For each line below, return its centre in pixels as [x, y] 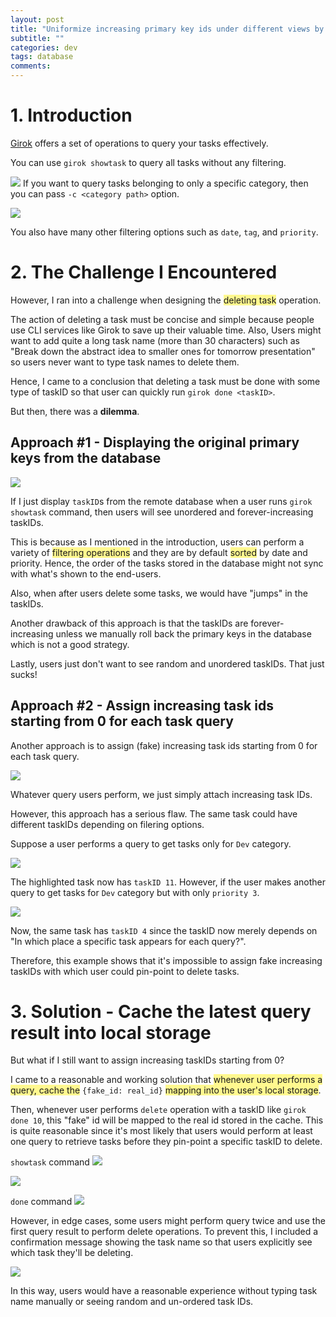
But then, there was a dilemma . [75, 411]
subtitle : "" [37, 38]
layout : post [37, 19]
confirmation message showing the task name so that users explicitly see [161, 1242]
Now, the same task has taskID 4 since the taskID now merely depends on [164, 930]
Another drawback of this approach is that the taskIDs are [129, 623]
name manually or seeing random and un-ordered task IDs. [132, 1302]
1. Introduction [71, 115]
